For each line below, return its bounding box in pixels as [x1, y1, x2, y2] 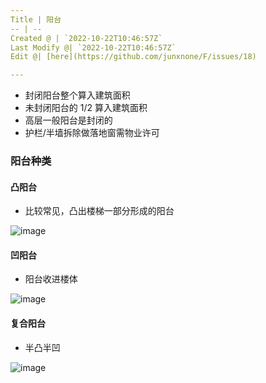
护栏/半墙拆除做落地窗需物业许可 [24, 127, 160, 139]
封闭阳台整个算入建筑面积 [24, 89, 131, 101]
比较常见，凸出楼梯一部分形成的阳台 [24, 205, 175, 217]
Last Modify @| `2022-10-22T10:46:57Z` [10, 42, 177, 53]
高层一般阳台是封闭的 [24, 114, 113, 126]
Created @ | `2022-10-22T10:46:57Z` [10, 33, 163, 43]
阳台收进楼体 [24, 273, 78, 285]
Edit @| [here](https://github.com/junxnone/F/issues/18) [10, 52, 257, 62]
